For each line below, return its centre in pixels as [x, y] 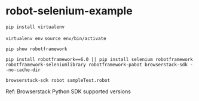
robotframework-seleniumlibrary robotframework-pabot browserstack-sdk [97, 65]
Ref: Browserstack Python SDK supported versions [68, 91]
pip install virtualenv [35, 27]
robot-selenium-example [69, 11]
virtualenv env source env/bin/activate [56, 38]
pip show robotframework [36, 49]
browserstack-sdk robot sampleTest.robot [58, 80]
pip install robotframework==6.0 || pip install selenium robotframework [99, 59]
